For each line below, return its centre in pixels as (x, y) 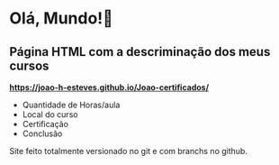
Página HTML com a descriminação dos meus (140, 52)
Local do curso (50, 115)
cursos (29, 65)
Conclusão (42, 133)
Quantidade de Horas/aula (71, 105)
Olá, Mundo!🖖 (62, 18)
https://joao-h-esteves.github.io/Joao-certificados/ (109, 87)
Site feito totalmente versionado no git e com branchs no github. (128, 151)
